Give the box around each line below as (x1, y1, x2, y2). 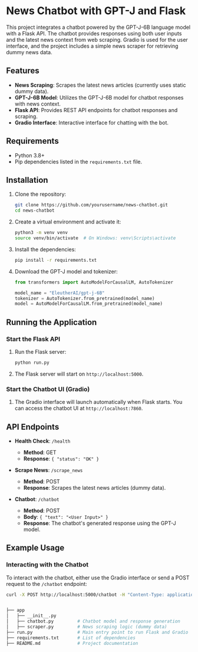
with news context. (14, 100, 61, 107)
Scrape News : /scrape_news (14, 466, 83, 473)
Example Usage (6, 543, 65, 553)
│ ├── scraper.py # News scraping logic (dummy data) (6, 624, 167, 630)
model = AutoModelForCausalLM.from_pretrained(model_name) (14, 301, 163, 307)
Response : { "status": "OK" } (23, 455, 99, 462)
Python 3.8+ (14, 152, 45, 159)
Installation (6, 175, 48, 185)
